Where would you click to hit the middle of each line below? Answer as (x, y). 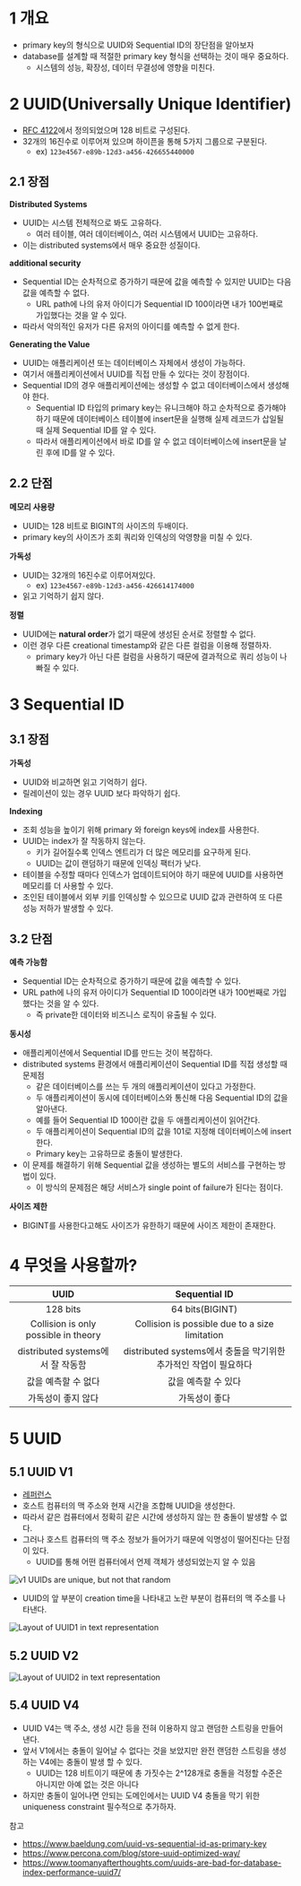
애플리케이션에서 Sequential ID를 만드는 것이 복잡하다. (117, 1053)
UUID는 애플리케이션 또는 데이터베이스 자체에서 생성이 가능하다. (134, 362)
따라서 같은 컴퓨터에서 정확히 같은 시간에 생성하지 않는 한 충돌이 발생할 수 (150, 1517)
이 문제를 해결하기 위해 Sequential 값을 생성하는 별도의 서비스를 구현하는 (149, 1165)
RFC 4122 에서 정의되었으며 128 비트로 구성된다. (106, 130)
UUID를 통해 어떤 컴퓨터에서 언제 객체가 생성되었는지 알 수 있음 (146, 1562)
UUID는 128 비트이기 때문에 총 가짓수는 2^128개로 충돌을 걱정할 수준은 (159, 1773)
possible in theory (63, 1335)
